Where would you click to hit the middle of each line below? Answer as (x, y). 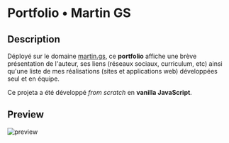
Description (34, 39)
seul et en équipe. (34, 79)
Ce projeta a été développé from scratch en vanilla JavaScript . (100, 92)
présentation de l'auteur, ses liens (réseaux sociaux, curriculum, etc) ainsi (115, 64)
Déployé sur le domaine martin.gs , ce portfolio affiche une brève (102, 56)
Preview (26, 115)
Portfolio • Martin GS (69, 13)
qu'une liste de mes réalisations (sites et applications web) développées (112, 71)
